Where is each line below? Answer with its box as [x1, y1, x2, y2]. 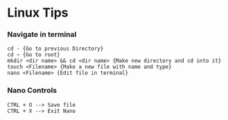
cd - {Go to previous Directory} [7, 45, 104, 53]
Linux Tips [7, 5, 69, 21]
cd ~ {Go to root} [7, 51, 60, 58]
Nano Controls [7, 85, 58, 95]
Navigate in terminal [7, 30, 77, 40]
